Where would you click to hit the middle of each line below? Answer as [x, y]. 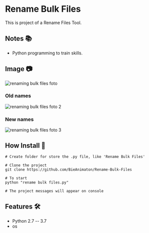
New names [20, 119]
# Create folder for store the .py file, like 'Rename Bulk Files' [75, 156]
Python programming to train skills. [47, 53]
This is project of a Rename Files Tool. [43, 23]
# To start [16, 178]
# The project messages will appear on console [54, 191]
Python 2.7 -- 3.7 [29, 221]
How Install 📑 [25, 145]
